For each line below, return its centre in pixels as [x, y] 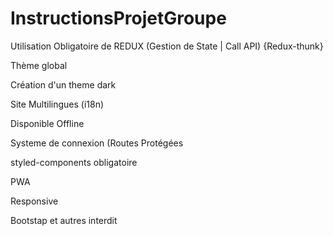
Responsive [34, 201]
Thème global [39, 65]
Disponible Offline [47, 123]
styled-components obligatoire [74, 162]
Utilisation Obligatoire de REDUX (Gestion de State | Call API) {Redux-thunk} [167, 46]
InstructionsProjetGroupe [118, 18]
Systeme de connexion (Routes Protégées [97, 143]
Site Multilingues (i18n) [57, 104]
